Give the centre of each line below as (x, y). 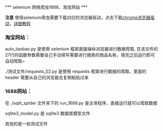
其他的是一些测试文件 (26, 124)
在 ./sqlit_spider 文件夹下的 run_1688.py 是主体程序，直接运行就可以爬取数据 (81, 103)
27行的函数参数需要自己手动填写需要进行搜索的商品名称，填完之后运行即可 (80, 55)
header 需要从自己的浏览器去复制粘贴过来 (47, 77)
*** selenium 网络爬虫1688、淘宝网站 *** (46, 7)
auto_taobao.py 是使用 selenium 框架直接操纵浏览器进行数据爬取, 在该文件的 (81, 49)
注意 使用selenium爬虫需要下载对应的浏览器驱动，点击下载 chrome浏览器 (78, 18)
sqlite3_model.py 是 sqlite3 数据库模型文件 (48, 113)
